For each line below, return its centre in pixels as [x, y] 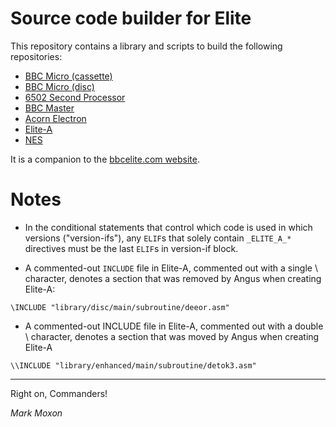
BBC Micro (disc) [59, 86]
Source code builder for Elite [131, 18]
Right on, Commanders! [59, 393]
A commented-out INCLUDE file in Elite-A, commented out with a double [174, 326]
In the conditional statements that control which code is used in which [168, 227]
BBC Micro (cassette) [68, 76]
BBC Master [49, 108]
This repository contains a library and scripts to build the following [146, 46]
